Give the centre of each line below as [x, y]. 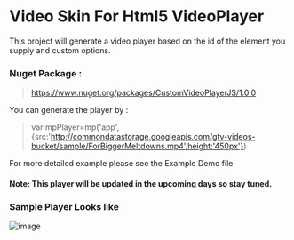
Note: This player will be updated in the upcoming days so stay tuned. [141, 183]
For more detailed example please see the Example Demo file [121, 164]
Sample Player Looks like [64, 206]
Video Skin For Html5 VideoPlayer [137, 16]
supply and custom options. [60, 50]
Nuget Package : [46, 73]
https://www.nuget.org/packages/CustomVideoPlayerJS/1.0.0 [143, 93]
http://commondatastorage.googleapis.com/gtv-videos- [153, 137]
